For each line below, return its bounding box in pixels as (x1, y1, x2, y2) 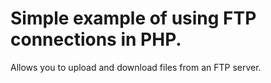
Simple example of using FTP (10, 7, 257, 30)
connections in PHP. (10, 28, 182, 51)
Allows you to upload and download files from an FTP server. (10, 61, 262, 73)
